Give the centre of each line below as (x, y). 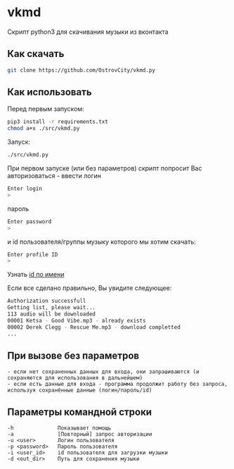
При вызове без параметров (73, 355)
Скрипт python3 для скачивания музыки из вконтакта (88, 32)
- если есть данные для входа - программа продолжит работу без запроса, (118, 384)
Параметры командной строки (80, 412)
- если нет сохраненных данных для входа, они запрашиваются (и (103, 372)
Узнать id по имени (36, 275)
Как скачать (36, 54)
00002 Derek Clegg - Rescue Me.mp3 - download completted (94, 327)
